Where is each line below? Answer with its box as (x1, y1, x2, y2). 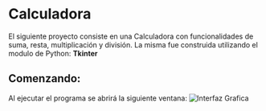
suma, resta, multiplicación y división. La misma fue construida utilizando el (8, 39, 259, 49)
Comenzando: (8, 72, 81, 85)
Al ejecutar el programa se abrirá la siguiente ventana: (8, 93, 187, 103)
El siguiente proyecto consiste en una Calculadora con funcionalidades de (8, 31, 254, 41)
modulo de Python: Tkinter (8, 48, 98, 58)
